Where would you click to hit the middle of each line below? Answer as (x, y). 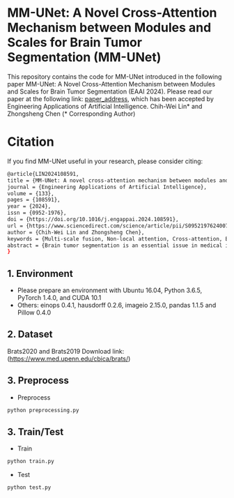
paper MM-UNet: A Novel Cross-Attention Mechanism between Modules (111, 84)
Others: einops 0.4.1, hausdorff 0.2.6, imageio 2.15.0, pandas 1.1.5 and (117, 305)
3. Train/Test (36, 431)
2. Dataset (30, 334)
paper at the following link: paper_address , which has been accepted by (111, 98)
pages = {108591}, (34, 200)
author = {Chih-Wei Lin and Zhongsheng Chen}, (76, 232)
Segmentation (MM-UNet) (84, 58)
